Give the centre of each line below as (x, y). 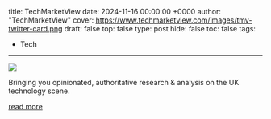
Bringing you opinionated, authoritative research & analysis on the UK (124, 82)
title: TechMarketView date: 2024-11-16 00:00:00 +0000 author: (115, 12)
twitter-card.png (35, 29)
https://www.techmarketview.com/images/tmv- (174, 20)
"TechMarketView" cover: (51, 20)
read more (25, 107)
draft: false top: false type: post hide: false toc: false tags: (160, 29)
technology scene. (39, 91)
